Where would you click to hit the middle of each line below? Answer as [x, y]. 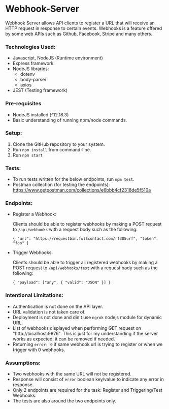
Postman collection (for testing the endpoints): [61, 185]
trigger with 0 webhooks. [39, 350]
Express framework [33, 64]
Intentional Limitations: [34, 295]
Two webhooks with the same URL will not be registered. [72, 374]
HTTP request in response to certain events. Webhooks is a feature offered [84, 28]
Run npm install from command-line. [52, 149]
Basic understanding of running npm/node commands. [70, 120]
